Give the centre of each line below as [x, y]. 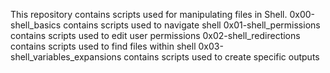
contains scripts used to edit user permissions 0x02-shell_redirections [155, 35]
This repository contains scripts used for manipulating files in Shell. [149, 14]
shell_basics [36, 25]
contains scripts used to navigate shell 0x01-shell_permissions [192, 25]
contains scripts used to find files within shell [103, 46]
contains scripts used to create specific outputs [221, 57]
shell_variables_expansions [66, 57]
